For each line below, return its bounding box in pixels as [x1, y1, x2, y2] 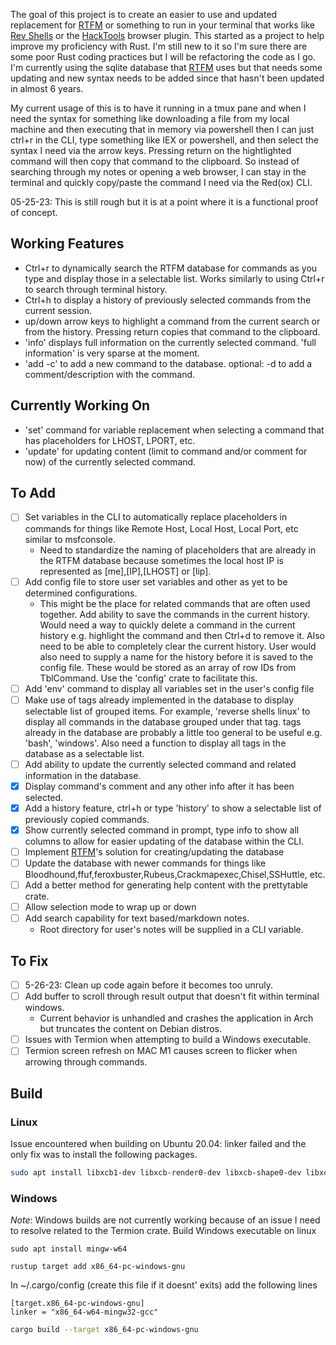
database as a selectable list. [24, 747, 145, 759]
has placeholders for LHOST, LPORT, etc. [24, 434, 196, 446]
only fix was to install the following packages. [10, 1149, 198, 1160]
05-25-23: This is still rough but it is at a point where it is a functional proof [10, 196, 319, 208]
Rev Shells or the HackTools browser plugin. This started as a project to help [10, 30, 325, 41]
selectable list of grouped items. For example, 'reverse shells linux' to [24, 705, 311, 717]
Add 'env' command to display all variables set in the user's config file [24, 682, 315, 694]
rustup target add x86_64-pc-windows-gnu [10, 1262, 186, 1272]
